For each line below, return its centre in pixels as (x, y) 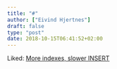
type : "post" (26, 32)
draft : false (26, 26)
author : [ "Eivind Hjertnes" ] (49, 20)
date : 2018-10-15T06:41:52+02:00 (55, 39)
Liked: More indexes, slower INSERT (58, 58)
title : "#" (23, 13)
